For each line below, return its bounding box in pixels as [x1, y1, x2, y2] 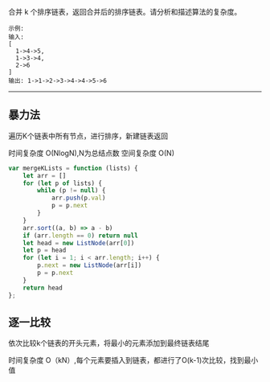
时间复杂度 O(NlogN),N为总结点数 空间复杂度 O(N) [8, 148, 175, 158]
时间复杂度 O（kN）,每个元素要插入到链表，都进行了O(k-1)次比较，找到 [8, 355, 245, 365]
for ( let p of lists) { [22, 179, 103, 187]
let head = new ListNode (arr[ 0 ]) [22, 239, 135, 247]
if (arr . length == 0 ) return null [22, 232, 138, 240]
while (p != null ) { [37, 187, 106, 195]
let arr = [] [22, 171, 67, 179]
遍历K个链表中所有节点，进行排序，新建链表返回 [8, 131, 169, 141]
